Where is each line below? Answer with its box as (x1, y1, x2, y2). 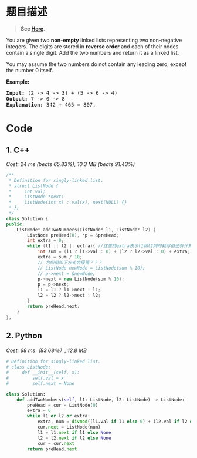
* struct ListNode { (8, 183, 59, 189)
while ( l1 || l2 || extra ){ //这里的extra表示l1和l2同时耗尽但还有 (27, 243, 184, 249)
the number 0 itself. (6, 67, 53, 74)
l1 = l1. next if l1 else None (37, 429, 111, 436)
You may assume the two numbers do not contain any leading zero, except (6, 60, 186, 68)
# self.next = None (6, 380, 75, 386)
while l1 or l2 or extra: (27, 413, 91, 419)
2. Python (6, 330, 42, 340)
